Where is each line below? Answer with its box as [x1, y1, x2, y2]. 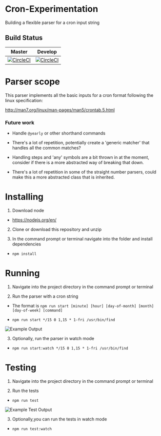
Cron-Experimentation [5, 3, 99, 15]
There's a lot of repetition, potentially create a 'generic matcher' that [12, 139, 150, 145]
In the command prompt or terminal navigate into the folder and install [12, 236, 153, 241]
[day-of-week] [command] [12, 308, 63, 313]
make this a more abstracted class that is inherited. [12, 174, 115, 180]
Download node [12, 207, 44, 213]
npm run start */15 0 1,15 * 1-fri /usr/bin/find [12, 317, 116, 322]
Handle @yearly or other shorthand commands [12, 130, 106, 136]
